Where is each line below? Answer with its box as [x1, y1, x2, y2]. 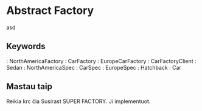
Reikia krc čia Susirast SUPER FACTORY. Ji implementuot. [6, 98, 151, 105]
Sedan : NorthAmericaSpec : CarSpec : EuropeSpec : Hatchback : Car [6, 64, 181, 71]
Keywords [6, 41, 46, 52]
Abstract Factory [6, 4, 94, 18]
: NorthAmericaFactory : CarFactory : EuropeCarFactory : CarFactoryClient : [6, 57, 197, 64]
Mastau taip [6, 81, 53, 92]
